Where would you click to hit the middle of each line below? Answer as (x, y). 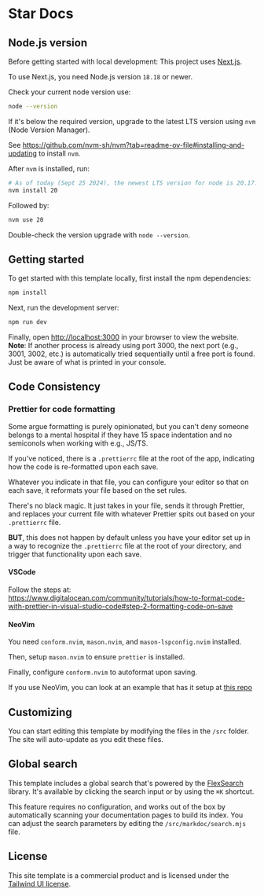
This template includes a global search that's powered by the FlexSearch (126, 783)
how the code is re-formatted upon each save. (83, 466)
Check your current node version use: (70, 92)
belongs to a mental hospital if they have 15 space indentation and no (120, 435)
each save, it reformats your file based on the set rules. (97, 490)
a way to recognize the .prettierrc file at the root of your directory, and (125, 545)
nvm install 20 (33, 190)
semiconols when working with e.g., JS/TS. (78, 443)
